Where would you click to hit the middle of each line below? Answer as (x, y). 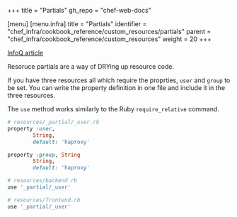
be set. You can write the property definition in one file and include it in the (116, 88)
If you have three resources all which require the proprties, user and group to (119, 80)
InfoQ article (25, 53)
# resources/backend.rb (42, 181)
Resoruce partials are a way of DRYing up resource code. (91, 66)
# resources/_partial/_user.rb (53, 122)
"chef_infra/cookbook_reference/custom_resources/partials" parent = (109, 32)
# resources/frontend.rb (44, 200)
